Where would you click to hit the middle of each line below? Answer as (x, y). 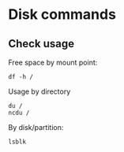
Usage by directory (39, 91)
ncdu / (19, 113)
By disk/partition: (36, 127)
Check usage (41, 44)
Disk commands (62, 15)
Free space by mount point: (53, 62)
